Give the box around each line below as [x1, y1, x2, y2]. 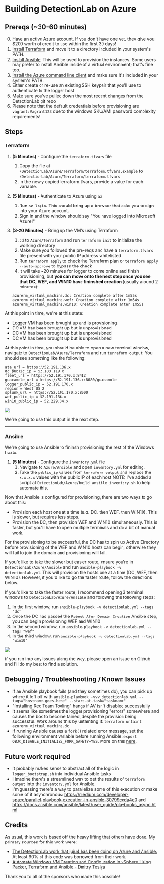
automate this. [19, 485, 48, 491]
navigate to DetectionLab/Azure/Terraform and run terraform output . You [5, 350, 153, 356]
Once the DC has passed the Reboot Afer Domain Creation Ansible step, [12, 613, 158, 619]
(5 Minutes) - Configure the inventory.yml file [12, 459, 105, 465]
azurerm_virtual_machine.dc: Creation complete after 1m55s [12, 293, 137, 298]
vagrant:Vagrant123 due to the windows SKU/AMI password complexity [12, 108, 156, 114]
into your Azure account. [19, 207, 69, 213]
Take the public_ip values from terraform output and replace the [19, 469, 152, 475]
